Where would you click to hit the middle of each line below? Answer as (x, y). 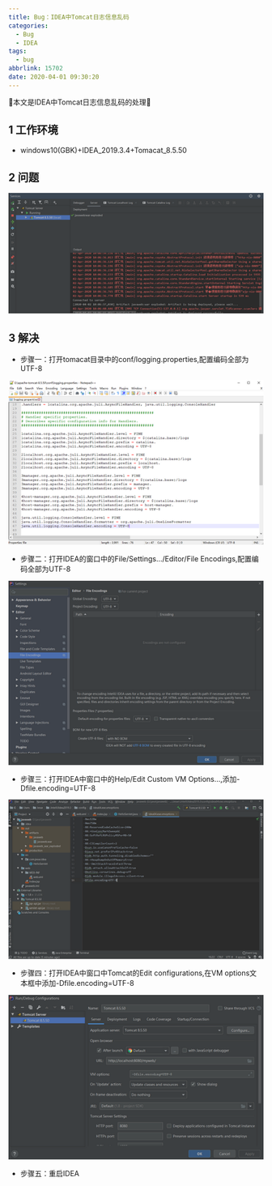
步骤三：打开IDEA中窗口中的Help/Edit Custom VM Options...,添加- (130, 779)
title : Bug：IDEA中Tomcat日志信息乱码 (69, 17)
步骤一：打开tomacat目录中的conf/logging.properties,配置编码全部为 (134, 359)
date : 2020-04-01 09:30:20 (54, 77)
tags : (17, 51)
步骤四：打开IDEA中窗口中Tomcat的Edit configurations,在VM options (135, 973)
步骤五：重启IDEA (49, 1174)
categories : (28, 26)
